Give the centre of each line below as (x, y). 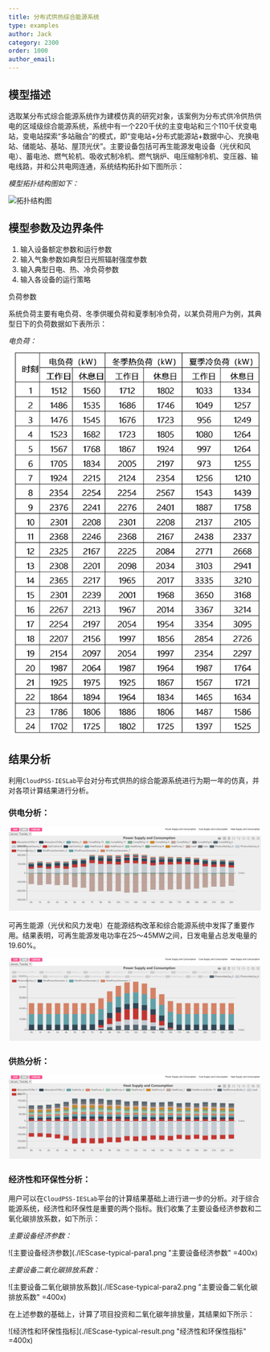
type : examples (34, 25)
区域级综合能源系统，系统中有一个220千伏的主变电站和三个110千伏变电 (139, 126)
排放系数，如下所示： (65, 1218)
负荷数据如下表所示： (71, 324)
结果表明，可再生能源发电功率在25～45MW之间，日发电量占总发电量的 (139, 936)
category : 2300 (34, 43)
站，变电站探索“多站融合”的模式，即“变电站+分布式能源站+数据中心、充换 (131, 136)
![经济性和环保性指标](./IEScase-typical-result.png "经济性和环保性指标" (127, 1331)
